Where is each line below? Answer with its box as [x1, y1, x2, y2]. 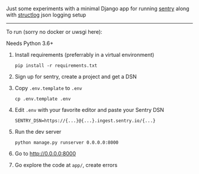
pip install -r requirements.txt [14, 63, 98, 69]
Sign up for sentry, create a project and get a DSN [14, 73, 137, 80]
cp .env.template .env [14, 96, 71, 102]
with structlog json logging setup [6, 11, 86, 18]
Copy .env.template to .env [14, 85, 82, 91]
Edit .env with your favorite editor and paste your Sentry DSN [14, 107, 165, 113]
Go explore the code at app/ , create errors [14, 162, 118, 168]
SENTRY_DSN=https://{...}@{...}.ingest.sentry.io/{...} [14, 118, 156, 124]
